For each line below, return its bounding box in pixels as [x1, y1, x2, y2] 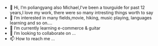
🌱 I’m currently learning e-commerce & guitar [9, 25, 101, 31]
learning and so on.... [9, 20, 53, 26]
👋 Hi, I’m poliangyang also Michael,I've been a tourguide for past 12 [9, 5, 145, 10]
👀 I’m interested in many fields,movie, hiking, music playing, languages [9, 15, 152, 20]
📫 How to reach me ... [9, 36, 55, 41]
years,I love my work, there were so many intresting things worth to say [9, 10, 154, 15]
